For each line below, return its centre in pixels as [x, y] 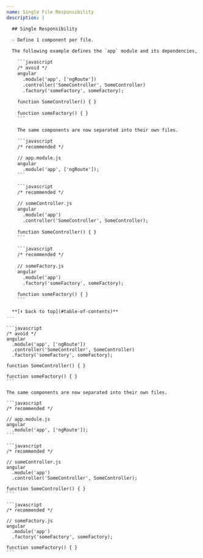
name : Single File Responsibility [50, 12]
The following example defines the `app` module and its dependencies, [105, 51]
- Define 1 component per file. [53, 40]
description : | [26, 18]
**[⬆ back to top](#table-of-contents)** [65, 311]
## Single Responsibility [45, 29]
